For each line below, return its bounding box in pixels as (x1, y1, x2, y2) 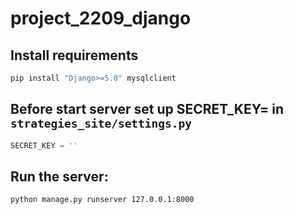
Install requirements (10, 47, 139, 64)
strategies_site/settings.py (10, 117, 193, 131)
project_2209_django (10, 7, 192, 30)
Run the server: (10, 168, 109, 185)
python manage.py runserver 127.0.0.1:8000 (10, 195, 195, 205)
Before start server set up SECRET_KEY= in (10, 101, 285, 118)
